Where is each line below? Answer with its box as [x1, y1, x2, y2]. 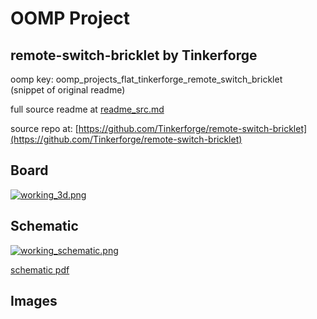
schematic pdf [10, 263, 70, 276]
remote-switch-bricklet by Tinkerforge [10, 47, 258, 64]
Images [10, 293, 58, 310]
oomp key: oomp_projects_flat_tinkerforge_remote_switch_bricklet [10, 73, 283, 85]
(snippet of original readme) [10, 84, 126, 96]
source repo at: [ [10, 123, 79, 134]
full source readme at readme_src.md [10, 103, 165, 115]
